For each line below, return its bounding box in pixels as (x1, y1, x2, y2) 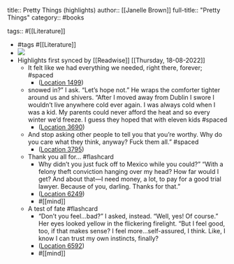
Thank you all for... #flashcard (27, 153, 114, 161)
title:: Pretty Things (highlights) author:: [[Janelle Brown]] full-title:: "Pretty (7, 6, 221, 14)
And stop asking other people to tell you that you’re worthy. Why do (27, 131, 222, 138)
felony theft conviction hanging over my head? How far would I (38, 168, 219, 175)
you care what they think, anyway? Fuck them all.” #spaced (27, 138, 199, 146)
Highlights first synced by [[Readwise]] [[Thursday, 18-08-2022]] (17, 56, 205, 64)
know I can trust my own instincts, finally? (38, 234, 159, 242)
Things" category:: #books (7, 13, 85, 22)
